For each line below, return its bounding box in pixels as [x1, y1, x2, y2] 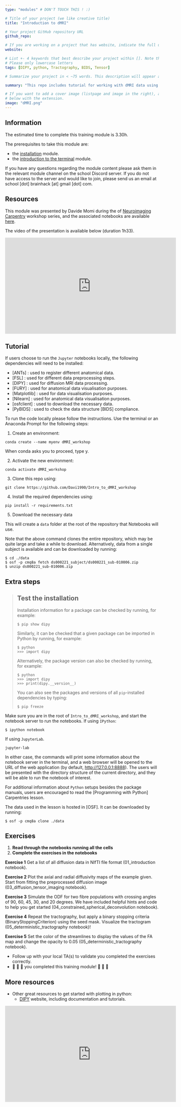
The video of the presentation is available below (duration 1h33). [5, 228, 135, 233]
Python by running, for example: [17, 635, 82, 641]
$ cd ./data [5, 556, 29, 561]
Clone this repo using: [12, 476, 57, 481]
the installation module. [12, 150, 60, 156]
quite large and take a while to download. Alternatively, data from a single [5, 541, 153, 547]
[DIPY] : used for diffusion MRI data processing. [12, 380, 108, 386]
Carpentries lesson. [5, 794, 45, 800]
